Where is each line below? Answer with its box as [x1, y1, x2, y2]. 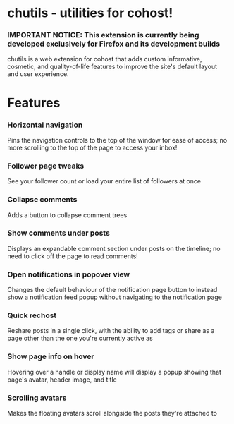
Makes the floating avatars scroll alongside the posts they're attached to [7, 409, 217, 418]
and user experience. [7, 70, 69, 78]
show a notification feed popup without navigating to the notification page [7, 293, 222, 301]
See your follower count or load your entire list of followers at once [7, 177, 202, 186]
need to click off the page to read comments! [7, 252, 139, 260]
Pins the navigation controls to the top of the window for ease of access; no [7, 135, 228, 144]
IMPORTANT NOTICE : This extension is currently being [7, 30, 199, 40]
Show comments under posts [7, 228, 111, 238]
